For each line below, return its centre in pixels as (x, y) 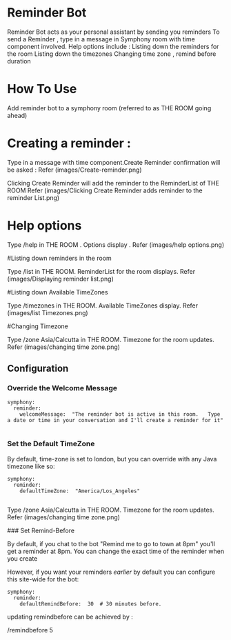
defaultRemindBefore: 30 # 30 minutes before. (91, 604)
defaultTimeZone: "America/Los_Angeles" (80, 491)
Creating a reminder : (69, 143)
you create (22, 558)
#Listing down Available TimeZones (58, 292)
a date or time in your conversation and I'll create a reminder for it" (115, 421)
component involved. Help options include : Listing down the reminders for (113, 46)
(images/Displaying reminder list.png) (60, 279)
